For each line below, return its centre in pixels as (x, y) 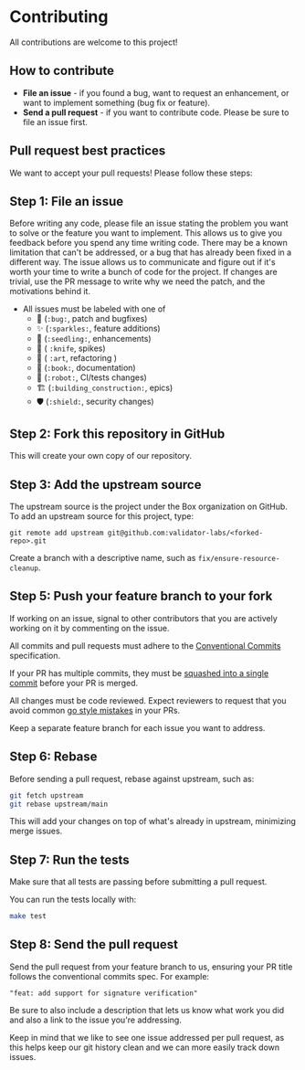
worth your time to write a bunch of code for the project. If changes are (143, 272)
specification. (35, 655)
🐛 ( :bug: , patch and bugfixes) (92, 319)
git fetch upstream (47, 795)
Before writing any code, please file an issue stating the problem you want (149, 223)
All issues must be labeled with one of (94, 309)
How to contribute (62, 71)
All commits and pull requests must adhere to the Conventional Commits (145, 645)
